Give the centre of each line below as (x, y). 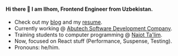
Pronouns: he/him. (37, 48)
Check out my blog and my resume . (58, 22)
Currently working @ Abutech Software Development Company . (93, 29)
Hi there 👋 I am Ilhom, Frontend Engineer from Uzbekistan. (79, 9)
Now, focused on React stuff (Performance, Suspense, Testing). (93, 41)
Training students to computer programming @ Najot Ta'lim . (88, 35)
